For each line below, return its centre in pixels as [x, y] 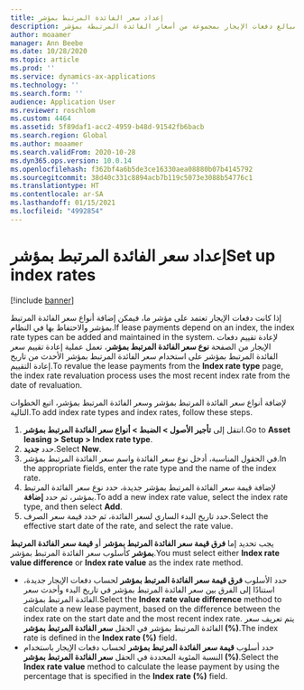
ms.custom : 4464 [41, 118]
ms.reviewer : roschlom [53, 110]
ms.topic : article [45, 60]
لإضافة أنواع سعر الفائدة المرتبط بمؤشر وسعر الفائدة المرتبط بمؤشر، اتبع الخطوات [148, 402]
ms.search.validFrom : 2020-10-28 [73, 152]
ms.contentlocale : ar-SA [57, 194]
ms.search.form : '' [47, 93]
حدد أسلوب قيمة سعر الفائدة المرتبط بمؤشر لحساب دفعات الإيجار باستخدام [148, 647]
